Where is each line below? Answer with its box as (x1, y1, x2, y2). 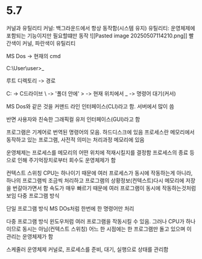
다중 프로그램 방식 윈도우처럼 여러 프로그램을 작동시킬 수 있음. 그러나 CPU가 (6, 217, 185, 225)
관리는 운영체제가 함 (6, 232, 53, 240)
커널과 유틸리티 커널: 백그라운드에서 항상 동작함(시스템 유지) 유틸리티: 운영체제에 (6, 24, 195, 31)
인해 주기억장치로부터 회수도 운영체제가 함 (17, 156, 116, 163)
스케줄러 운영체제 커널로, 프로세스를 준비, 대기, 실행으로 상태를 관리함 (6, 246, 169, 253)
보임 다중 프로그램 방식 (6, 192, 60, 199)
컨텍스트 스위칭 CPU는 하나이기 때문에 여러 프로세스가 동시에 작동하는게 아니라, (6, 169, 193, 176)
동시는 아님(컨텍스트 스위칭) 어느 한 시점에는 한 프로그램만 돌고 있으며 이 (22, 225, 192, 232)
